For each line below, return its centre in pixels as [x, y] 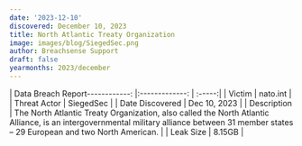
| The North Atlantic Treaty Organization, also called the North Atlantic [139, 113]
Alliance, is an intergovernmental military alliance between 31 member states [151, 122]
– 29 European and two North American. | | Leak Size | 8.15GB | [127, 132]
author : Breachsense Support [64, 51]
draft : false [34, 59]
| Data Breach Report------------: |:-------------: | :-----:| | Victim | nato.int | [151, 93]
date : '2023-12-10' [46, 18]
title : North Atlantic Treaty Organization [92, 34]
